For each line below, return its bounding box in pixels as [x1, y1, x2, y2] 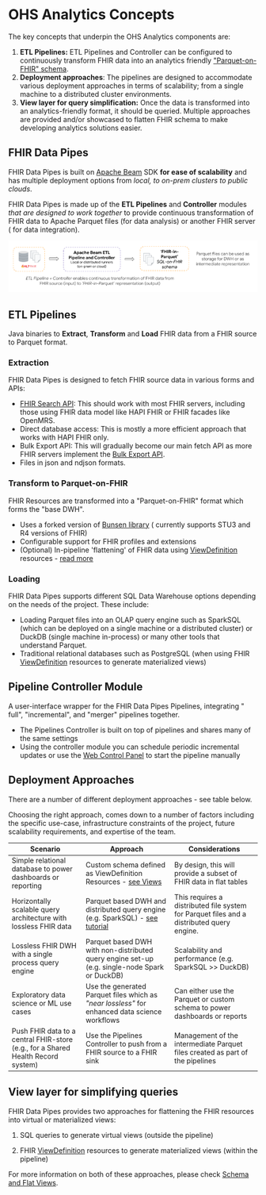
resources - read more [19, 553, 93, 563]
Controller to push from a [85, 1039, 168, 1048]
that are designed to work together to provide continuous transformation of [8, 208, 254, 217]
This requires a [173, 892, 223, 901]
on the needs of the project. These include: [8, 599, 149, 609]
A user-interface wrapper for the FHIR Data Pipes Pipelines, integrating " [8, 701, 245, 711]
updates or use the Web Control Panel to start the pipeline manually [19, 750, 241, 759]
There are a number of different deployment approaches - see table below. [8, 794, 253, 804]
